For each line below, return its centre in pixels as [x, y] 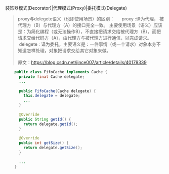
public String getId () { [45, 119]
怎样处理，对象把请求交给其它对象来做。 [69, 51]
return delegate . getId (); [51, 124]
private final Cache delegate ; [52, 77]
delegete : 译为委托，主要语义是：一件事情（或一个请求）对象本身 [88, 44]
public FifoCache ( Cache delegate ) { [57, 91]
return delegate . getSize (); [53, 148]
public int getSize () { [44, 143]
